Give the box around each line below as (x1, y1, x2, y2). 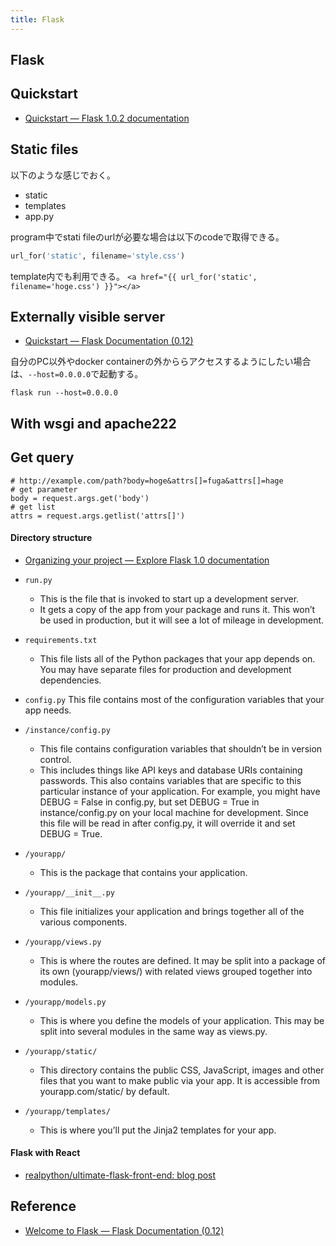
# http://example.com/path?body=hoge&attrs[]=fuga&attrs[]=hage (10, 476, 284, 486)
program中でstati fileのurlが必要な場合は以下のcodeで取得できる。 (10, 231, 285, 243)
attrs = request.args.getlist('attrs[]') (10, 511, 186, 521)
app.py (24, 210, 55, 222)
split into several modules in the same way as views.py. (39, 1025, 268, 1037)
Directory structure (10, 532, 93, 544)
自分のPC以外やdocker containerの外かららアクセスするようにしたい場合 (10, 356, 312, 368)
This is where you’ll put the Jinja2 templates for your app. (39, 1124, 277, 1136)
